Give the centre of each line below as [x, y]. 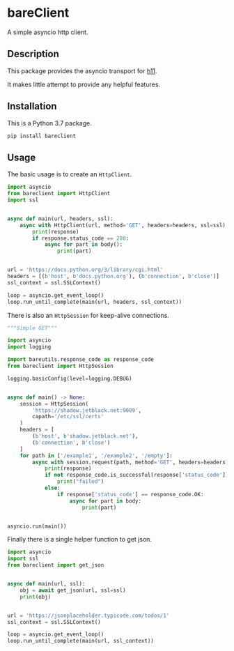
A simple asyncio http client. [48, 32]
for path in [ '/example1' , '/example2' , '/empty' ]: [96, 455]
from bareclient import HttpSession [60, 366]
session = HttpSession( [54, 404]
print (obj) [36, 597]
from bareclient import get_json [56, 565]
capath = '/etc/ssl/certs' [68, 417]
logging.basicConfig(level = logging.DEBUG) [70, 378]
